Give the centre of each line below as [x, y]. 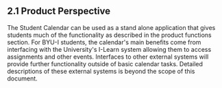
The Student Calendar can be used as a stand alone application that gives [111, 27]
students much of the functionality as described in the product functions [109, 35]
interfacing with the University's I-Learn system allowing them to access [109, 49]
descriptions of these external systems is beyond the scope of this [101, 71]
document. [22, 78]
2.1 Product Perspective [59, 11]
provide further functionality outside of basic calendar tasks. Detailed [105, 63]
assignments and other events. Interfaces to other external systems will [108, 57]
